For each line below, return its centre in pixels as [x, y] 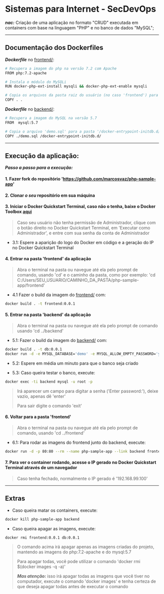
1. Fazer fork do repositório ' [34, 179]
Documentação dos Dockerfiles [54, 48]
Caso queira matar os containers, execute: [55, 510]
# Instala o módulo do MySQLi [36, 82]
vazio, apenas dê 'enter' [41, 396]
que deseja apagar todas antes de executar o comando [72, 587]
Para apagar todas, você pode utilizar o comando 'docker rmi [79, 562]
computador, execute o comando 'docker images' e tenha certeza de [86, 581]
